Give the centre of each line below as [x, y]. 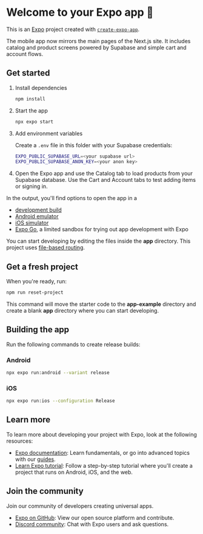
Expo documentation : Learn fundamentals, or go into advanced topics [102, 453]
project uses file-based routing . [46, 248]
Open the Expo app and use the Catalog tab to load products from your [104, 173]
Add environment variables [49, 133]
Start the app [32, 110]
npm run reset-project [35, 293]
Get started [28, 73]
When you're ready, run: [36, 282]
